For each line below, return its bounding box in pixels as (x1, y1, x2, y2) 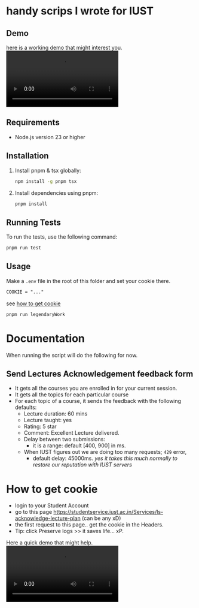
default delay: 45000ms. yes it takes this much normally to (32, 455, 178, 462)
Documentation (6, 332, 85, 345)
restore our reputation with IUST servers (32, 461, 133, 468)
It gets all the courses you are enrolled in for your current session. (14, 385, 177, 392)
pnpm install (14, 201, 48, 207)
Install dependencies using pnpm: (14, 189, 99, 196)
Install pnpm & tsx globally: (14, 167, 82, 174)
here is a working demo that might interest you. (6, 44, 123, 51)
